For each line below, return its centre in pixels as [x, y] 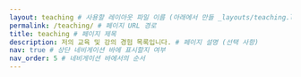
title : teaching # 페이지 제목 [63, 34]
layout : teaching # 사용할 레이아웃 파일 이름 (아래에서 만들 [112, 17]
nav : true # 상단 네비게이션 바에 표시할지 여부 [87, 50]
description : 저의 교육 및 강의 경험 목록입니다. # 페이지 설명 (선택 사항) [134, 42]
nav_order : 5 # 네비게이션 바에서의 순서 [77, 58]
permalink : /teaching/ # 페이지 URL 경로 [83, 26]
